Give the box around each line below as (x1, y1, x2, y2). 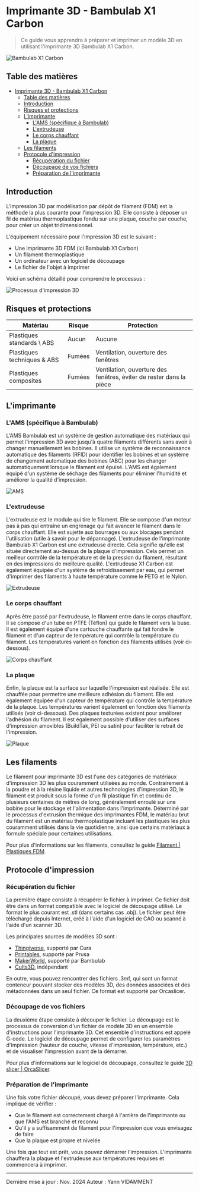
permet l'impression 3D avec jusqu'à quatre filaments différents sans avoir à (6, 438, 192, 445)
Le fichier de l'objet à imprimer (14, 263, 90, 271)
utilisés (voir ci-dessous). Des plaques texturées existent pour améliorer (6, 709, 182, 717)
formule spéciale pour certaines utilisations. (6, 829, 113, 837)
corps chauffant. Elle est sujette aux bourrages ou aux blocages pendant (6, 529, 184, 536)
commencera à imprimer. (6, 1161, 68, 1168)
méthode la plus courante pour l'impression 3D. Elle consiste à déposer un (6, 209, 188, 216)
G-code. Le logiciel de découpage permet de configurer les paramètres (6, 1035, 181, 1042)
